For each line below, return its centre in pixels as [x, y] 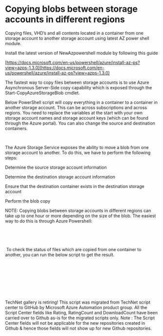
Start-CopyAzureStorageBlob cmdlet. [42, 93]
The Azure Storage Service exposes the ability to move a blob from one [77, 147]
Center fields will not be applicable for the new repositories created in [75, 323]
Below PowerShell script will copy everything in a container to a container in [81, 102]
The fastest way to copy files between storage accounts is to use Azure [77, 82]
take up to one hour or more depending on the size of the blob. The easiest [81, 216]
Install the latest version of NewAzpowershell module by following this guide [81, 53]
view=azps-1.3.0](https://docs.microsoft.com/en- [55, 68]
